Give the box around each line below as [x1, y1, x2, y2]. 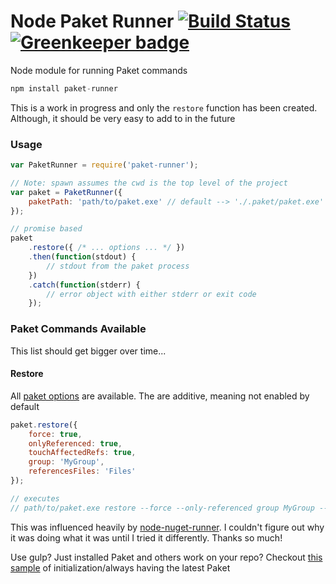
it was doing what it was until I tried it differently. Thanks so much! [10, 531, 283, 544]
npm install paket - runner [10, 83, 118, 94]
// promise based [10, 224, 83, 234]
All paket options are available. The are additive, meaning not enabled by [10, 390, 310, 402]
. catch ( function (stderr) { [28, 280, 141, 290]
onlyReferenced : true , [28, 438, 123, 449]
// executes [10, 493, 60, 504]
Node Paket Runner [10, 10, 175, 33]
